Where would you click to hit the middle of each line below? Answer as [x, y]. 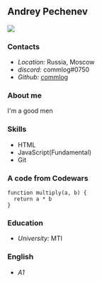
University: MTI [40, 238]
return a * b [33, 199]
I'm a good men [30, 111]
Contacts [24, 47]
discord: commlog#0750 [53, 69]
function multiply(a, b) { [47, 193]
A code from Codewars [48, 178]
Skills [17, 129]
